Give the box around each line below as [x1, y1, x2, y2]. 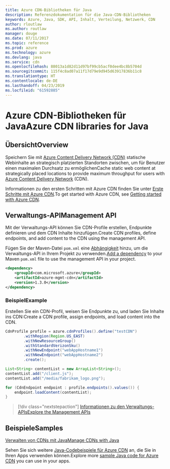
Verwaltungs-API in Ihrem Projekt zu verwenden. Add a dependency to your [5, 251, 162, 257]
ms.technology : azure [5, 50, 51, 55]
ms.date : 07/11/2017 [5, 36, 49, 41]
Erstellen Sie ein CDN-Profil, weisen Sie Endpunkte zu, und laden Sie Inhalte [5, 308, 164, 314]
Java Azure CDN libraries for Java [5, 120, 149, 132]
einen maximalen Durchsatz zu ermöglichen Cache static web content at [5, 165, 156, 171]
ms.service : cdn [5, 59, 40, 65]
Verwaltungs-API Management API [5, 211, 117, 220]
